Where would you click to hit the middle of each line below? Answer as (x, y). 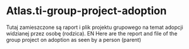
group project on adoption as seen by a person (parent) (74, 40)
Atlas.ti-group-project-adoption (87, 11)
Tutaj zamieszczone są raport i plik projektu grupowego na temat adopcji (94, 27)
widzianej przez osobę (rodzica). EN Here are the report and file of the (92, 33)
